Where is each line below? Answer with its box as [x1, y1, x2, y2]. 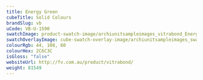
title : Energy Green [6, 8, 59, 15]
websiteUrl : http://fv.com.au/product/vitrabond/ [6, 59, 134, 65]
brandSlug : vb [6, 20, 42, 26]
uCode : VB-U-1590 [6, 25, 50, 32]
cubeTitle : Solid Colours [6, 14, 71, 20]
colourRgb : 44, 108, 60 [6, 43, 66, 49]
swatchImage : [6, 31, 39, 37]
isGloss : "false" [6, 54, 50, 60]
